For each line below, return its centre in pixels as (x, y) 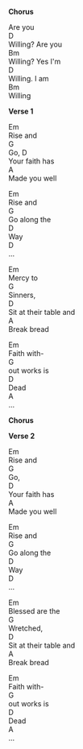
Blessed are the (34, 611)
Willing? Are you (35, 44)
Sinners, (22, 295)
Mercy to (23, 278)
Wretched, (26, 628)
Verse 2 (21, 436)
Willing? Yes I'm (35, 61)
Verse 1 (21, 111)
